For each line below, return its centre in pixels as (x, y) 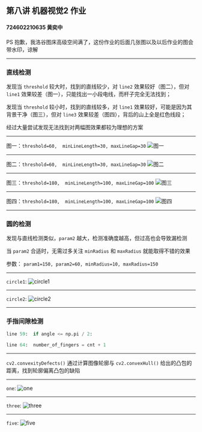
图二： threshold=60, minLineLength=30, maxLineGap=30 (76, 164)
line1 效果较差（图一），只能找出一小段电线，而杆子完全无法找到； (89, 94)
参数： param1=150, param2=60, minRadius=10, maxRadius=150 (82, 264)
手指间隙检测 (25, 322)
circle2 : (17, 299)
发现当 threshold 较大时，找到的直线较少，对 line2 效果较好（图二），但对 (98, 86)
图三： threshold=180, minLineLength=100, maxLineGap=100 (80, 182)
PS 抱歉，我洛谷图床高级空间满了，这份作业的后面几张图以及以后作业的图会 (100, 42)
